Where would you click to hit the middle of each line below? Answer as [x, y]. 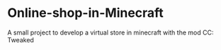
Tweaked [21, 39]
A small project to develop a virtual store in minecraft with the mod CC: [110, 32]
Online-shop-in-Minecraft [86, 13]
